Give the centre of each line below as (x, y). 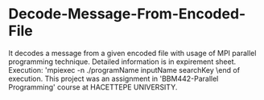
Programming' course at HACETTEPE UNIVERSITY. (93, 87)
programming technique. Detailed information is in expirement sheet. (122, 62)
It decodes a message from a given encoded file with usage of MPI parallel (132, 53)
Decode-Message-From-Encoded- (127, 14)
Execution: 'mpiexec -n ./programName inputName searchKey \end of (124, 70)
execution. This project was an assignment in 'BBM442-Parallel (113, 78)
